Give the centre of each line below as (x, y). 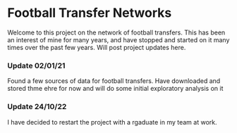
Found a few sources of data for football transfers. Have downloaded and (114, 81)
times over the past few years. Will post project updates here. (97, 47)
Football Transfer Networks (90, 13)
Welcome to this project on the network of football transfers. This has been (116, 32)
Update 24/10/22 (37, 107)
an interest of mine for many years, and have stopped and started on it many (119, 39)
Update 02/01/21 (36, 65)
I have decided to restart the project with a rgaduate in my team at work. (112, 122)
